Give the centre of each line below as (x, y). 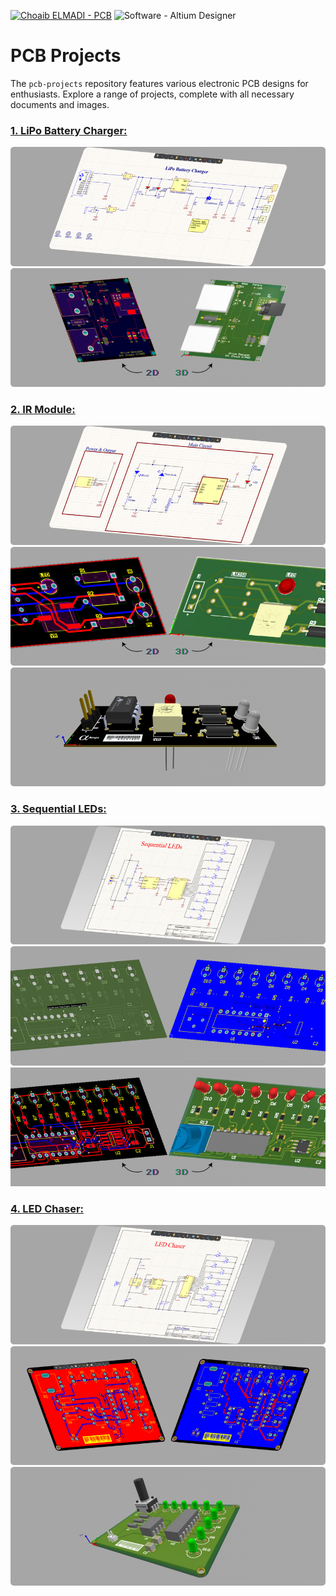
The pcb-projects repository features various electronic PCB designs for (159, 83)
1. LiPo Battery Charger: (69, 130)
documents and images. (60, 104)
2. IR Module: (43, 409)
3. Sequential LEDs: (58, 809)
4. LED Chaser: (47, 1208)
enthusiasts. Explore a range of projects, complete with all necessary (152, 94)
